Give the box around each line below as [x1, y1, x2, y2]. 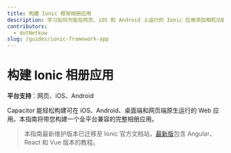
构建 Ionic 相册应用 [7, 68, 114, 83]
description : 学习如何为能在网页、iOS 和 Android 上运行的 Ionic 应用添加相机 [7, 17, 217, 23]
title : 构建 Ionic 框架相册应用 [7, 10, 91, 17]
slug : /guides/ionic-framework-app [7, 36, 109, 43]
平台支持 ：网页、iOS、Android [7, 92, 94, 100]
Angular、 [187, 130, 216, 138]
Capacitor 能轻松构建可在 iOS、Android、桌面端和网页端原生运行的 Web [7, 106, 212, 114]
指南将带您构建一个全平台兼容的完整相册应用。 [25, 115, 158, 123]
